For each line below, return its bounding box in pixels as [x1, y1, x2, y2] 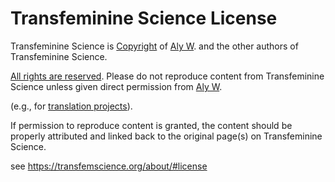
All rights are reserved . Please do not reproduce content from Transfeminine [10, 70, 325, 82]
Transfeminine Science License [10, 7, 278, 30]
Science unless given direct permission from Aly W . [10, 80, 223, 92]
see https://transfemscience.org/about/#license [10, 160, 208, 172]
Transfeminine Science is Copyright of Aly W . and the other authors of [10, 40, 299, 52]
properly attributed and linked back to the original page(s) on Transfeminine [10, 130, 323, 142]
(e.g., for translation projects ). [10, 100, 133, 112]
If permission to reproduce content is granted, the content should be [10, 119, 293, 131]
